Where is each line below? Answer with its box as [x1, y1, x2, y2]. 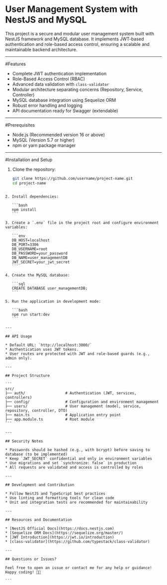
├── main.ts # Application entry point [5, 412, 121, 417]
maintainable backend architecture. [5, 46, 78, 52]
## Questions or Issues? [5, 557, 57, 562]
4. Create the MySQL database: [5, 273, 70, 278]
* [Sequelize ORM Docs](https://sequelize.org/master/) [5, 530, 123, 535]
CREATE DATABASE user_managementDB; [11, 286, 88, 291]
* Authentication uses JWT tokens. [5, 347, 79, 352]
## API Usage [5, 333, 32, 339]
